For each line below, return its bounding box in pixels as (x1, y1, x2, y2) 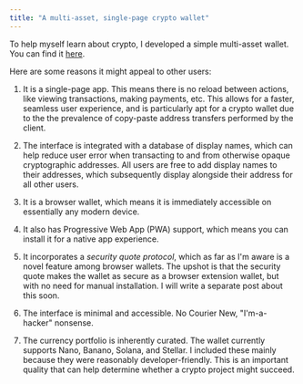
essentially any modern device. (22, 206, 140, 217)
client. (22, 122, 46, 133)
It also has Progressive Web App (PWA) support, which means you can (22, 223, 289, 234)
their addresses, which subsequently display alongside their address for (22, 169, 293, 180)
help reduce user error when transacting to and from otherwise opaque (22, 150, 291, 161)
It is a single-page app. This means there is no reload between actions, (22, 83, 289, 94)
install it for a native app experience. (22, 234, 159, 244)
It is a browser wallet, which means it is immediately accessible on (22, 196, 272, 207)
